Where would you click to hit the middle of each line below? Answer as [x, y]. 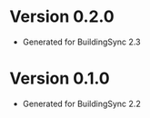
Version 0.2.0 [62, 17]
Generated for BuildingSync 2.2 [81, 103]
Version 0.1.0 [60, 79]
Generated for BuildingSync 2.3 [81, 42]
